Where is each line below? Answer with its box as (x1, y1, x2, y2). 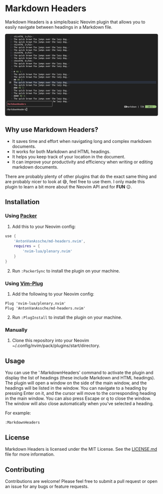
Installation (5, 198, 40, 206)
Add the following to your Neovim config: (12, 291, 95, 297)
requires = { (14, 244, 40, 249)
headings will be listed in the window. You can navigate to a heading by (5, 385, 147, 391)
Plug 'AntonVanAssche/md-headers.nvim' (5, 306, 86, 311)
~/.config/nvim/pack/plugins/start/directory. (12, 343, 100, 349)
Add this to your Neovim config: (12, 223, 76, 229)
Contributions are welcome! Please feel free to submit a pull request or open (5, 478, 158, 484)
